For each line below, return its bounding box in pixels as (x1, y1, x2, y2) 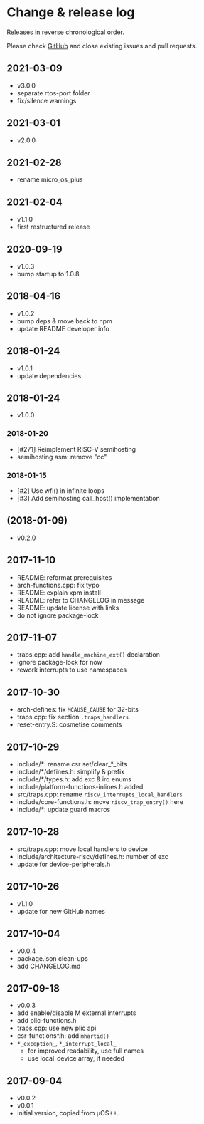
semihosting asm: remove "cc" (16, 452, 107, 461)
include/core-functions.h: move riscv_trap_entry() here (16, 798, 184, 806)
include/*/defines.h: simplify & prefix (16, 767, 125, 776)
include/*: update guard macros (16, 806, 111, 814)
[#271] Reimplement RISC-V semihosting (16, 444, 136, 453)
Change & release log (6, 4, 135, 21)
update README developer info (16, 324, 109, 333)
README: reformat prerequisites (16, 573, 112, 581)
